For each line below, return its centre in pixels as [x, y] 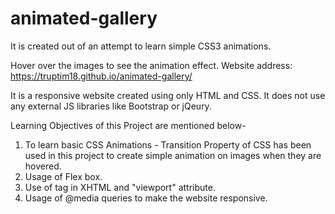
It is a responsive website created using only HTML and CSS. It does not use [168, 95]
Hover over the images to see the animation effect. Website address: [151, 65]
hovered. [43, 166]
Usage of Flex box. [63, 176]
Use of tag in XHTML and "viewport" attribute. [120, 187]
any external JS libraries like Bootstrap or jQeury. [111, 106]
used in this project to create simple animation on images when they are [173, 155]
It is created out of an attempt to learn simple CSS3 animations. [141, 46]
